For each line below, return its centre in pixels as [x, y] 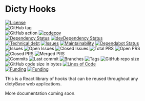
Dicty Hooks [31, 9]
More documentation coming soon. [40, 93]
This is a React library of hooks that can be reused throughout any [72, 79]
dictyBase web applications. [33, 83]
